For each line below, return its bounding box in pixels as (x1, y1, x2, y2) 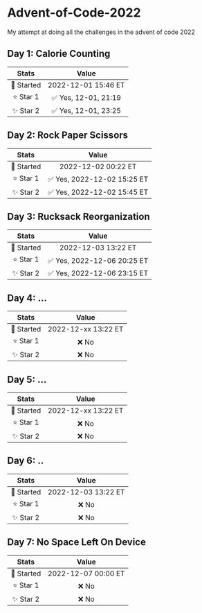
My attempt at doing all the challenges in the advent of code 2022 (7, 28, 196, 36)
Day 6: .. (7, 455, 44, 467)
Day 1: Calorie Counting (7, 48, 111, 60)
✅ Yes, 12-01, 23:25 (51, 105, 121, 115)
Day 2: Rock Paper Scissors (7, 130, 129, 141)
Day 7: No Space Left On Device (7, 536, 147, 549)
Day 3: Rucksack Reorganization (7, 210, 150, 223)
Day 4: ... (7, 292, 47, 304)
